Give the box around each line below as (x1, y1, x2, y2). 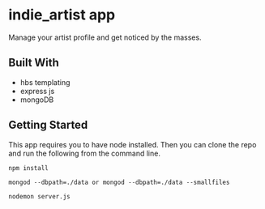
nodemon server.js (8, 192, 71, 200)
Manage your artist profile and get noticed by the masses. (8, 32, 202, 42)
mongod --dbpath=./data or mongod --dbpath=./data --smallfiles (8, 178, 230, 186)
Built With (8, 56, 59, 70)
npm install (8, 164, 49, 172)
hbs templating (19, 77, 71, 87)
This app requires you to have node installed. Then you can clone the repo (8, 139, 257, 149)
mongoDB (19, 95, 54, 104)
